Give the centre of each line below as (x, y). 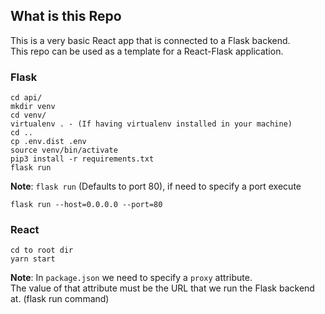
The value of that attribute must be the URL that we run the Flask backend (162, 288)
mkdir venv (33, 107)
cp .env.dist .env (48, 142)
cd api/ (26, 98)
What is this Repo (66, 16)
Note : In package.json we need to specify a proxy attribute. (131, 278)
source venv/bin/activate (64, 150)
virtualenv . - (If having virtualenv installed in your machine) (151, 124)
